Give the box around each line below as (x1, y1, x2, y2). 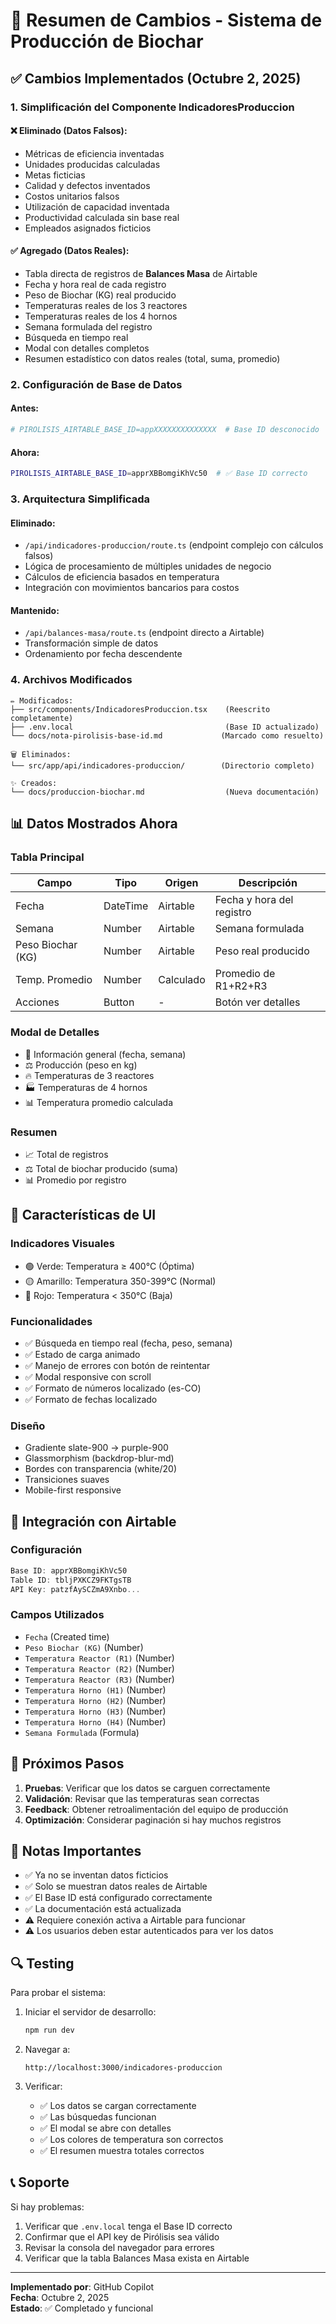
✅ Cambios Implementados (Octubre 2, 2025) (10, 70, 302, 87)
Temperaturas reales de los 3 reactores (24, 299, 188, 311)
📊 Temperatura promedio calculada (24, 1096, 174, 1108)
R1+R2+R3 (214, 979, 268, 993)
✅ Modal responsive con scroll (24, 1370, 152, 1383)
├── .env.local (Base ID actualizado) (10, 722, 320, 732)
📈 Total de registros (24, 1148, 109, 1160)
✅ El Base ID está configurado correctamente (24, 1892, 213, 1904)
